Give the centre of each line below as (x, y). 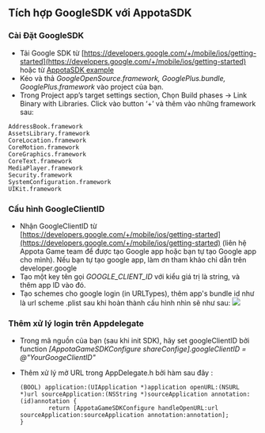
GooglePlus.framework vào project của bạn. (91, 86)
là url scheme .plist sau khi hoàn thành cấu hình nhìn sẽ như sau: (125, 303)
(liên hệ (235, 243)
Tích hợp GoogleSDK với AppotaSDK (100, 13)
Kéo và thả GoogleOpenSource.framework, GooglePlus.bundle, (123, 78)
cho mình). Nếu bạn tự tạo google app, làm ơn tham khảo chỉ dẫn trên (133, 259)
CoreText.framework (40, 161)
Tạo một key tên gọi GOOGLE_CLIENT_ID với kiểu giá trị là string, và (129, 276)
